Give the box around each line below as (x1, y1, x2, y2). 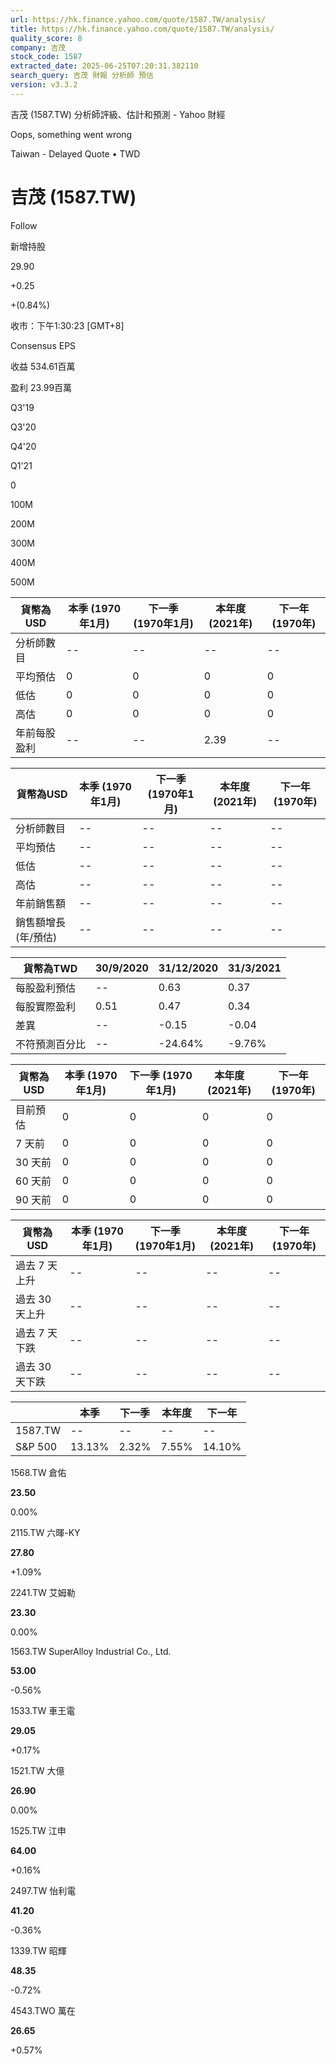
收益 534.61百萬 (10, 360, 76, 372)
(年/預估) (15, 930, 58, 944)
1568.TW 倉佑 (10, 1466, 67, 1478)
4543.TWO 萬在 (10, 2004, 76, 2016)
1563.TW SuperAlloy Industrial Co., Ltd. (10, 1645, 172, 1657)
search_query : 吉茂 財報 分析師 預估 (10, 71, 154, 81)
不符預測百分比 (15, 1037, 87, 1051)
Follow (10, 219, 38, 231)
